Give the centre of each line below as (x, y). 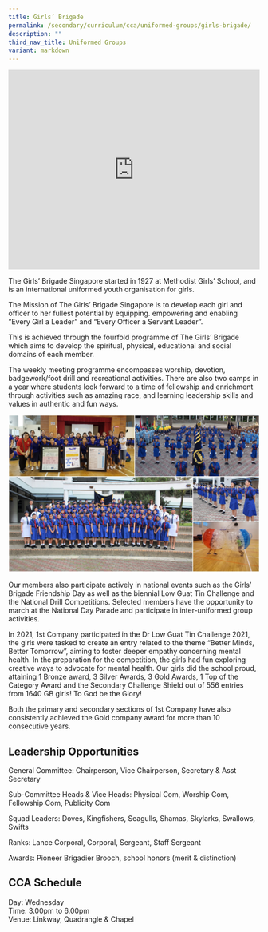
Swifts (19, 827)
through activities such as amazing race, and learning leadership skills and (131, 395)
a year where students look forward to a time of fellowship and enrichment (131, 387)
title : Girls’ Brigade (46, 17)
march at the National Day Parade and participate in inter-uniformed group (130, 610)
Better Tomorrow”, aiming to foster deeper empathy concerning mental (125, 652)
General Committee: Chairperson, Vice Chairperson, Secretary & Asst (122, 770)
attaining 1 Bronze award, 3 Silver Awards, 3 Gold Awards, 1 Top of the (124, 677)
